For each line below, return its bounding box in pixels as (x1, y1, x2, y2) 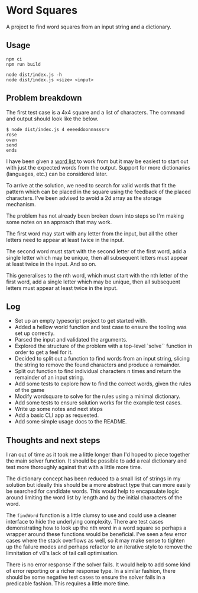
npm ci (6, 56, 22, 62)
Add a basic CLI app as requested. (14, 412, 99, 419)
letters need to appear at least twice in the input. (6, 236, 124, 243)
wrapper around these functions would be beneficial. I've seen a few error (6, 531, 187, 538)
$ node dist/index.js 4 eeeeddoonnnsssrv (6, 126, 110, 132)
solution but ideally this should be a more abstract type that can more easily (6, 482, 191, 489)
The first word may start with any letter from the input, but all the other (6, 229, 178, 237)
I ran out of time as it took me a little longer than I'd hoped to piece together (6, 451, 190, 458)
